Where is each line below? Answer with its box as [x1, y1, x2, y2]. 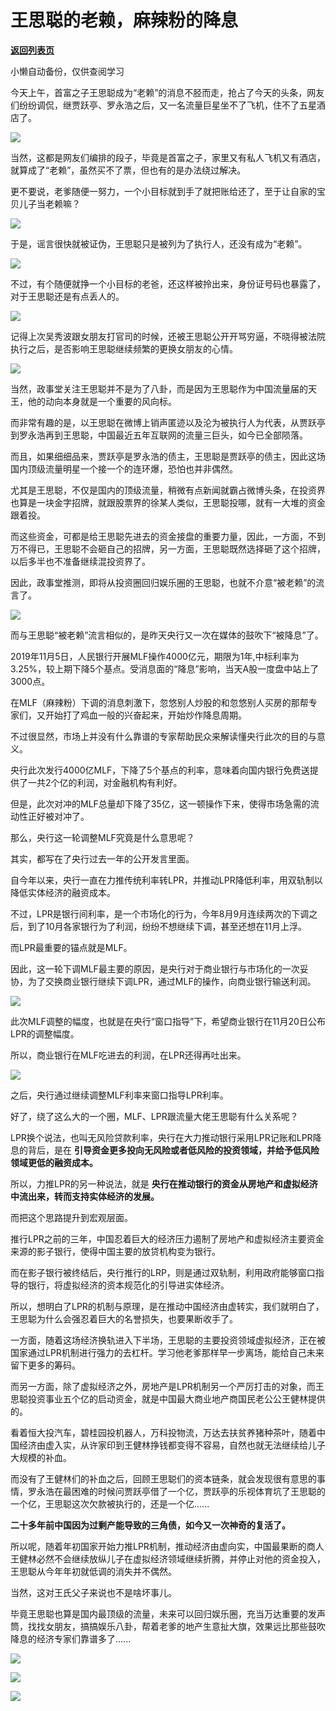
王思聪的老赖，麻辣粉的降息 [10, 9, 239, 32]
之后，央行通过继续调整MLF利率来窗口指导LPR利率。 [10, 1089, 229, 1101]
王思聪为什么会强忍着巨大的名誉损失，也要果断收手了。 [10, 1312, 238, 1325]
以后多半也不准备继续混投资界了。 [10, 555, 151, 567]
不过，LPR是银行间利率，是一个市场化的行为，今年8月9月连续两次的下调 [10, 907, 310, 920]
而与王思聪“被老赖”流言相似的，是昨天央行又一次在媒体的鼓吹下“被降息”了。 [10, 629, 324, 641]
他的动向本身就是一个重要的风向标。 [27, 395, 177, 407]
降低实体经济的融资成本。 [10, 886, 116, 898]
